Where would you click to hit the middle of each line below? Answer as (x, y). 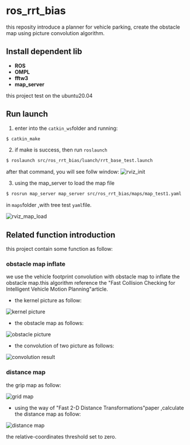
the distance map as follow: (48, 414)
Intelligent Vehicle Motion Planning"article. (57, 289)
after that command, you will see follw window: (63, 172)
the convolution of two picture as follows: (64, 346)
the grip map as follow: (34, 385)
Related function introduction (61, 235)
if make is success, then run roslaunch (61, 150)
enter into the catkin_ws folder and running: (66, 128)
